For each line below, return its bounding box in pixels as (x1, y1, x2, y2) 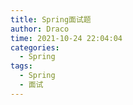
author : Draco (10, 24, 70, 34)
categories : (10, 42, 60, 53)
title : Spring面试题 (10, 14, 92, 25)
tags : (10, 61, 33, 71)
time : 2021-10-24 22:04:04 (10, 33, 123, 43)
